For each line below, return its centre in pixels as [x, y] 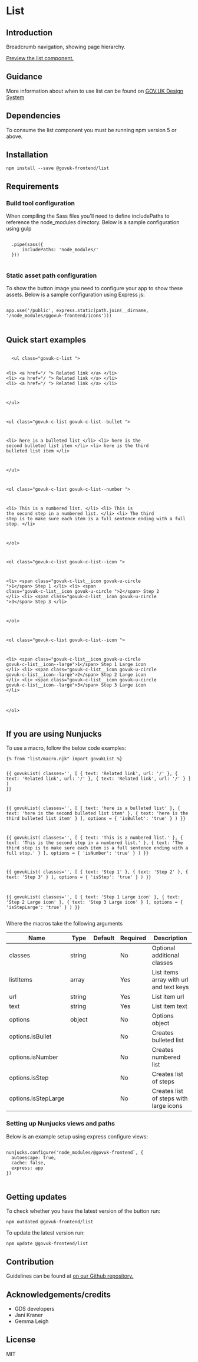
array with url [170, 980]
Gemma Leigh [32, 1321]
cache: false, [29, 1163]
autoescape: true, [34, 1157]
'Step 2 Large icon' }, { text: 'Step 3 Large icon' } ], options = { [95, 902]
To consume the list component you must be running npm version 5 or [91, 130]
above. [14, 136]
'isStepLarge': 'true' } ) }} [43, 908]
